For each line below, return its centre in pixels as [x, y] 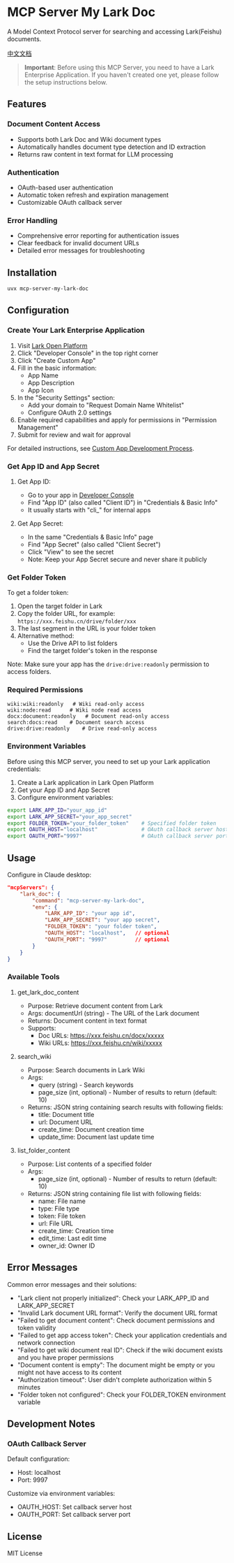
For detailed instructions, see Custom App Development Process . [101, 448]
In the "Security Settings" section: [66, 397]
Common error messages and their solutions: [72, 1284]
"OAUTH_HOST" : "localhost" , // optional [107, 933]
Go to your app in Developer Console [81, 495]
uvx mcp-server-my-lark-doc [48, 289]
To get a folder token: [38, 593]
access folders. [29, 672]
